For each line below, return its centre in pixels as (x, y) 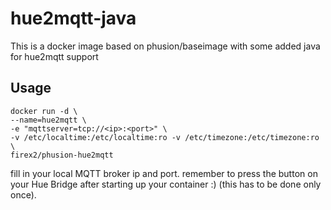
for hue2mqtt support (54, 56)
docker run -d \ (44, 111)
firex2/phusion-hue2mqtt (62, 155)
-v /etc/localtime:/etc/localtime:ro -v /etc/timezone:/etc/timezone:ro (165, 137)
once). (23, 194)
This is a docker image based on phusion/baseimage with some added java (165, 46)
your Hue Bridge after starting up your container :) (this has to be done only (166, 184)
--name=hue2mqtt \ (48, 120)
